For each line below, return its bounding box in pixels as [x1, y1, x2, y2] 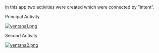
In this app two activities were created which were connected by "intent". [5, 4, 155, 10]
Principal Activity [5, 14, 40, 19]
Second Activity [5, 33, 38, 38]
